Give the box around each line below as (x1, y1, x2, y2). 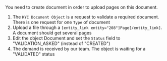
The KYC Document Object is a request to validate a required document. (12, 14, 159, 19)
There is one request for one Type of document (12, 19, 110, 25)
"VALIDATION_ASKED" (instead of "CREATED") (12, 40, 110, 46)
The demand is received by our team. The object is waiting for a (12, 46, 146, 51)
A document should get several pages (12, 30, 92, 35)
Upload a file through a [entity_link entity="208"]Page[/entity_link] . (12, 24, 162, 30)
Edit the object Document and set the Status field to (12, 35, 121, 41)
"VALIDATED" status (12, 51, 55, 57)
